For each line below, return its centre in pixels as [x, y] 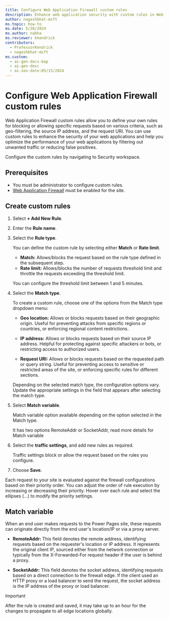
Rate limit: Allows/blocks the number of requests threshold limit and [91, 268]
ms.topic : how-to [23, 24]
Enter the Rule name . [35, 228]
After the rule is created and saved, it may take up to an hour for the [76, 606]
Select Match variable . [36, 405]
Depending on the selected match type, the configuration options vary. [86, 385]
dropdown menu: [30, 308]
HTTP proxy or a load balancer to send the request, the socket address [86, 581]
